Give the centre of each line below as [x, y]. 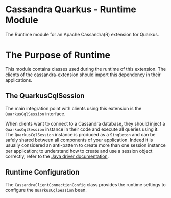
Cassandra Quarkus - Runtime [71, 9]
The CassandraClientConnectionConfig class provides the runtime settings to [86, 184]
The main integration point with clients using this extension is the [74, 108]
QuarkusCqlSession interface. [35, 114]
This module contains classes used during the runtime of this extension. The [86, 69]
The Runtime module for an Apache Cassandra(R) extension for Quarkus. [82, 34]
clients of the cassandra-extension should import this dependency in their [83, 75]
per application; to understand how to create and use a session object [79, 151]
